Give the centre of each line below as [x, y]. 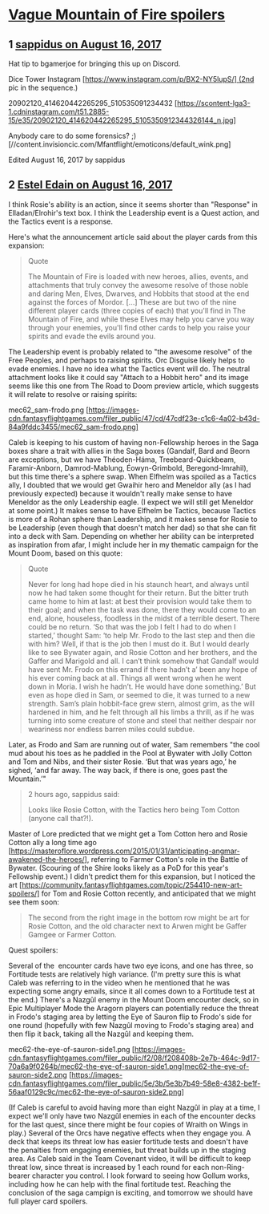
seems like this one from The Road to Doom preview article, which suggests [134, 386]
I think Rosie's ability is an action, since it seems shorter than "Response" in [133, 204]
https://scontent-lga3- [214, 103]
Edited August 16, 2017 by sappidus [67, 160]
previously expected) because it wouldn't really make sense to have [120, 493]
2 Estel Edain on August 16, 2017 [90, 185]
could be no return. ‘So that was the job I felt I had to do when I [132, 626]
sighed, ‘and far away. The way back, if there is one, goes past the [118, 770]
